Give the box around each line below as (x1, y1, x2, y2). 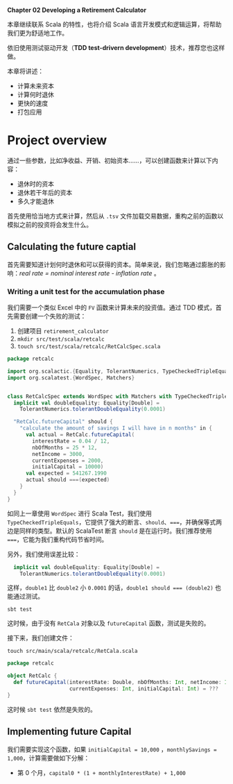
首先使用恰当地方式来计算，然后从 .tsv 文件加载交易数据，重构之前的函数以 (7, 212, 224, 220)
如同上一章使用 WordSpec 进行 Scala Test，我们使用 (7, 509, 153, 518)
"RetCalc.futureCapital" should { (13, 418, 113, 425)
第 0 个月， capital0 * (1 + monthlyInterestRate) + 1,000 (17, 768, 186, 776)
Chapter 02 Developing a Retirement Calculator (7, 6, 147, 14)
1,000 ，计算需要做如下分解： (7, 753, 90, 762)
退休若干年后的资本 (17, 188, 73, 196)
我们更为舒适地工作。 (7, 29, 68, 37)
